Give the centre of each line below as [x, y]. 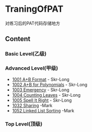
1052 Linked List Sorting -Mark [43, 110]
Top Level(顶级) [24, 124]
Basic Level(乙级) [26, 54]
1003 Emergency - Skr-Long [41, 90]
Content [18, 39]
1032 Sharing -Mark [32, 105]
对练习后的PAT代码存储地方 [33, 23]
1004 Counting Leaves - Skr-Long [46, 95]
